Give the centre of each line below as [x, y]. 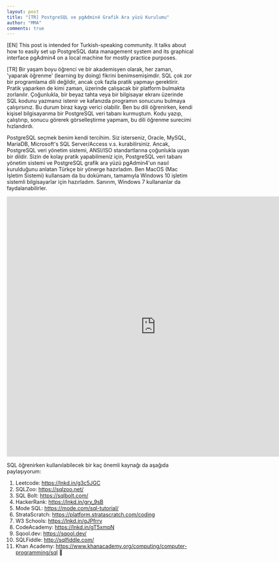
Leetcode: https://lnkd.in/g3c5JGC [58, 483]
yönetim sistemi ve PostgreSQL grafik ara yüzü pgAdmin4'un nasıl [88, 163]
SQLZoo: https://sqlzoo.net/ [49, 489]
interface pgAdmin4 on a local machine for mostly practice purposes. [92, 58]
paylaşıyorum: [24, 472]
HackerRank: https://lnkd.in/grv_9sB [59, 502]
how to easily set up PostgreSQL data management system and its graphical [100, 52]
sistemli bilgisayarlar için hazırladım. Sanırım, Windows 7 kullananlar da [94, 182]
